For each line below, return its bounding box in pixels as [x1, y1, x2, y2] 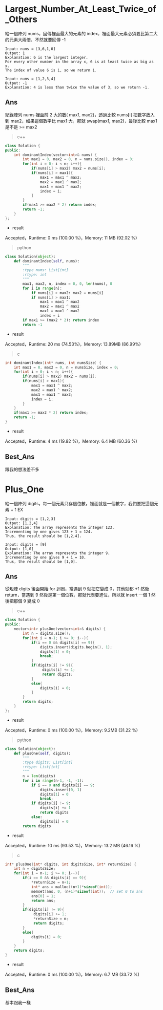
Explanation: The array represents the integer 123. [5, 525, 115, 530]
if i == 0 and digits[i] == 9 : [31, 783, 95, 788]
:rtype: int [22, 272, 47, 277]
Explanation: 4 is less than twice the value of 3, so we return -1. [5, 85, 150, 90]
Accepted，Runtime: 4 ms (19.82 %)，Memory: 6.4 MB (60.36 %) [5, 438, 138, 444]
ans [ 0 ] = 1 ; [31, 893, 56, 899]
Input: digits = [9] [5, 542, 47, 547]
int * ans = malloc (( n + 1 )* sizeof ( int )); [31, 884, 112, 889]
